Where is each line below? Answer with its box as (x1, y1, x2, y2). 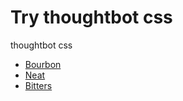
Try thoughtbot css (10, 6, 173, 29)
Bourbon (24, 58, 62, 70)
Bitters (24, 79, 53, 91)
